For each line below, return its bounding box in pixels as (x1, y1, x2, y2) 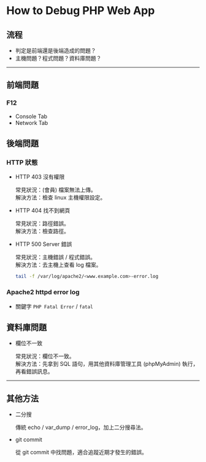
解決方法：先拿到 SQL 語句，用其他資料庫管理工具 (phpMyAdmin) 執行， (15, 360, 199, 368)
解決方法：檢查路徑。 (15, 228, 69, 235)
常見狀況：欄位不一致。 (15, 352, 75, 360)
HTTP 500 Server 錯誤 (15, 240, 72, 248)
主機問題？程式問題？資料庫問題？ (15, 54, 102, 62)
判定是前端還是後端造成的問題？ (15, 47, 96, 54)
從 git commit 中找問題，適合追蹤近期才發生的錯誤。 (15, 449, 148, 456)
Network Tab (15, 119, 48, 126)
